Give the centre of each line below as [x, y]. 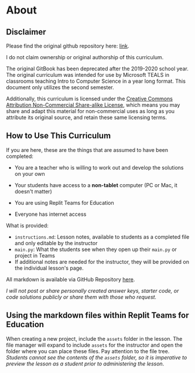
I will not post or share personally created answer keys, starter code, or [93, 290]
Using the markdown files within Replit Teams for [97, 315]
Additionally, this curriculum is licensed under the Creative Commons [89, 99]
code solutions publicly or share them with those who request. [81, 297]
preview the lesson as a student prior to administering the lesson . [85, 364]
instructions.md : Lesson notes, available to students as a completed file [102, 237]
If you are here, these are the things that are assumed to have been [87, 150]
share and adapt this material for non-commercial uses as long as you [90, 111]
